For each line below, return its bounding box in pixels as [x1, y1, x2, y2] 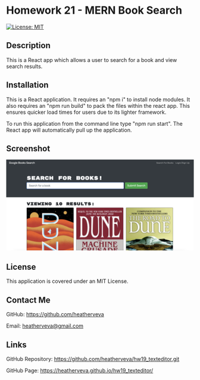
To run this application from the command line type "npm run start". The [6, 120, 183, 127]
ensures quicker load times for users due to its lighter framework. [6, 108, 167, 116]
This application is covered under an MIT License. [6, 278, 129, 285]
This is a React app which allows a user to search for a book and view [6, 56, 177, 63]
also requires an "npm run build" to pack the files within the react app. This [6, 102, 190, 109]
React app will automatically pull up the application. [6, 126, 132, 133]
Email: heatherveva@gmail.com [6, 322, 84, 329]
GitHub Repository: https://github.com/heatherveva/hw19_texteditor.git [6, 355, 180, 362]
